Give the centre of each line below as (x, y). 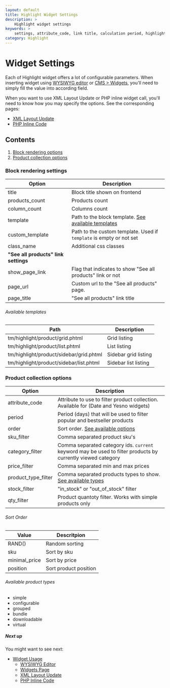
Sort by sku (59, 552)
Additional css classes (98, 246)
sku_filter (18, 437)
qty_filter (18, 500)
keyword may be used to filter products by (108, 452)
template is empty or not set (105, 238)
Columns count (90, 208)
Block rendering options (38, 152)
